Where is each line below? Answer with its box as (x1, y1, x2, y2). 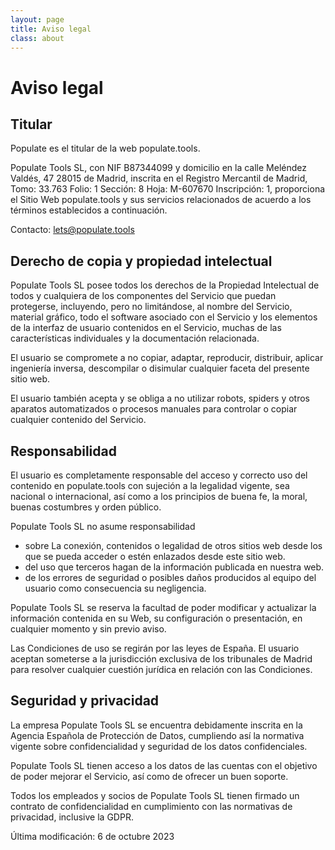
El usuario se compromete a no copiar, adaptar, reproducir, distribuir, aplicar (10, 352, 324, 364)
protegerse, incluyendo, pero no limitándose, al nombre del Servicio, (10, 301, 293, 313)
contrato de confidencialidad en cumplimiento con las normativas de (10, 800, 293, 812)
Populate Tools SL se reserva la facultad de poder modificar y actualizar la (10, 602, 317, 613)
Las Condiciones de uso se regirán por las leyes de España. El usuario (10, 642, 300, 654)
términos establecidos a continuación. (10, 204, 168, 216)
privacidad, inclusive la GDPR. (10, 811, 134, 823)
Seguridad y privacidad (10, 692, 160, 710)
